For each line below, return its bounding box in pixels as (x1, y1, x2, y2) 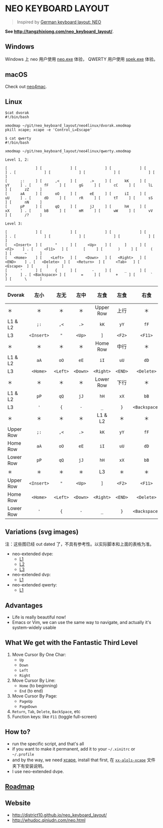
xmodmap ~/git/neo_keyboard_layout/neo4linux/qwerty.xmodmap (5, 149, 131, 154)
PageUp (19, 699, 33, 704)
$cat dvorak (5, 111, 29, 115)
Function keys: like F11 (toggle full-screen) (12, 714, 97, 719)
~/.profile (12, 752, 34, 757)
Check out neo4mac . (5, 83, 47, 89)
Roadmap (5, 783, 35, 791)
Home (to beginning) (19, 682, 58, 688)
